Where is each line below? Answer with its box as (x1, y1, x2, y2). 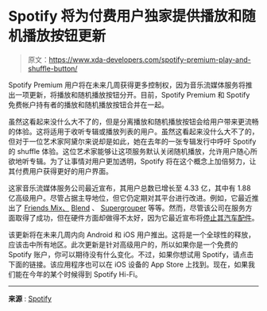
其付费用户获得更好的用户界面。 (8, 166, 113, 175)
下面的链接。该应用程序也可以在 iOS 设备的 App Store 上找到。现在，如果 (8, 259, 249, 269)
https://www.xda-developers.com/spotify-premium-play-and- (48, 55, 252, 64)
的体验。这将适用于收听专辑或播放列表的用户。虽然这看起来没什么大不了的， (8, 126, 259, 136)
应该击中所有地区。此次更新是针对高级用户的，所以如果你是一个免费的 (8, 240, 238, 249)
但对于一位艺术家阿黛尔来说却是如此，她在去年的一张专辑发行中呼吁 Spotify (8, 136, 257, 146)
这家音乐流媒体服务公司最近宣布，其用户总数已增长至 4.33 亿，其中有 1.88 (8, 183, 252, 193)
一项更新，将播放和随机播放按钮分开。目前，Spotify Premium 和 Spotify (14, 90, 250, 99)
